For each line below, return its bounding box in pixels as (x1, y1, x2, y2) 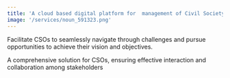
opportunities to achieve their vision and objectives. (7, 42, 153, 51)
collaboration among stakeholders (7, 63, 103, 71)
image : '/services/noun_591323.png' (7, 16, 112, 23)
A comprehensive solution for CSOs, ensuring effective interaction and (7, 55, 207, 64)
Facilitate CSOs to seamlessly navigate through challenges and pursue (7, 35, 207, 43)
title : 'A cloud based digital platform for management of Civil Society (7, 10, 225, 17)
